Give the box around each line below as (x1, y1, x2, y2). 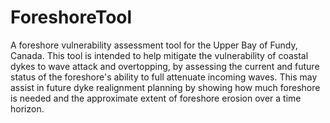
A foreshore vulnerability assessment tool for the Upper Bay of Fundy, (10, 39, 298, 51)
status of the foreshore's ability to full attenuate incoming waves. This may (10, 71, 318, 83)
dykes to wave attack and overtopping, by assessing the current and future (10, 60, 320, 72)
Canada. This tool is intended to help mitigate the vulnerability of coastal (10, 49, 309, 61)
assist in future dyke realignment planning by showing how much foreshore (10, 81, 321, 93)
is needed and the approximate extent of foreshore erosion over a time (10, 92, 302, 104)
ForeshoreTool (10, 6, 133, 29)
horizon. (10, 102, 45, 115)
